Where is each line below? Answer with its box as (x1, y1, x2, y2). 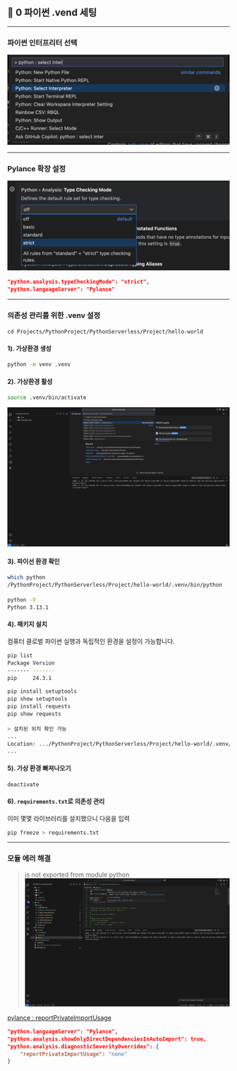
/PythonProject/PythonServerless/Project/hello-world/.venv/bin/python (7, 582, 222, 589)
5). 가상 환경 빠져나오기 (7, 763, 72, 772)
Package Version (7, 660, 55, 667)
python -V (7, 596, 37, 603)
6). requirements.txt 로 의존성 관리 (7, 797, 105, 805)
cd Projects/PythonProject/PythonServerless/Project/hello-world (7, 328, 203, 335)
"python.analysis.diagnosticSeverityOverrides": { (7, 1043, 159, 1050)
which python (7, 574, 46, 581)
